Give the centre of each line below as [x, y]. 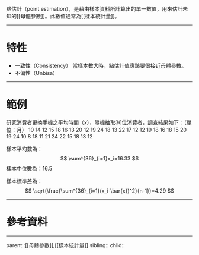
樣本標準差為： [24, 181]
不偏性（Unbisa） [36, 73]
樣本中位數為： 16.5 [29, 168]
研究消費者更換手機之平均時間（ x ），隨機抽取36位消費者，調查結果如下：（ [96, 122]
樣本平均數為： [24, 149]
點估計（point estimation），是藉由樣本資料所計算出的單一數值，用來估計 [94, 9]
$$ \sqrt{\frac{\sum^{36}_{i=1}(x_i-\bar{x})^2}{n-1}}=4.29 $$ [99, 191]
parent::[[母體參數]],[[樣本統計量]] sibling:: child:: [66, 245]
